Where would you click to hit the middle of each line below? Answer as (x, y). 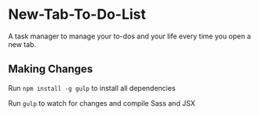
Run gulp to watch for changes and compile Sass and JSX (102, 103)
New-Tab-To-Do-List (77, 14)
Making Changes (51, 69)
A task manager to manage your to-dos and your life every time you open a (129, 36)
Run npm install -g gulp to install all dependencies (92, 88)
